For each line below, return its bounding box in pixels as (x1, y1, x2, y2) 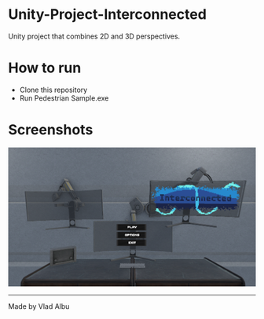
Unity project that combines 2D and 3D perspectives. (8, 31, 181, 41)
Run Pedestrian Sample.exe (19, 93, 109, 103)
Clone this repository (19, 85, 88, 94)
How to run (8, 59, 82, 77)
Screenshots (8, 121, 93, 139)
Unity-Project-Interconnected (8, 5, 207, 24)
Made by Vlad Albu (8, 302, 70, 311)
